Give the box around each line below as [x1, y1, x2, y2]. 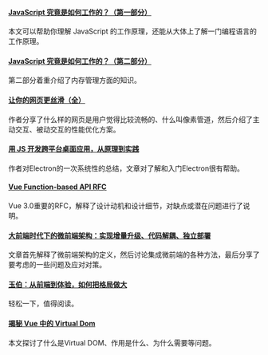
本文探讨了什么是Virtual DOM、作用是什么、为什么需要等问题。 [8, 337, 217, 347]
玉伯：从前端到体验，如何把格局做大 [8, 279, 128, 289]
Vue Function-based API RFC [8, 182, 107, 191]
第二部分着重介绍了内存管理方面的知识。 [8, 76, 141, 85]
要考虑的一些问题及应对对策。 [8, 260, 106, 270]
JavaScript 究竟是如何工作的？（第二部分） [8, 56, 152, 65]
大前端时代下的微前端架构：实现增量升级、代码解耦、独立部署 [8, 231, 211, 240]
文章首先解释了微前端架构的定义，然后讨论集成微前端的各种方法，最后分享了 [8, 250, 260, 259]
